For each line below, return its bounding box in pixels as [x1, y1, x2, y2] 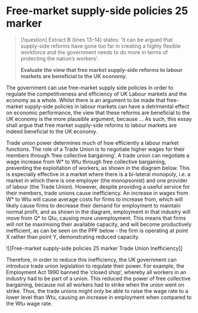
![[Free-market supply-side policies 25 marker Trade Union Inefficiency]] [6, 245, 183, 252]
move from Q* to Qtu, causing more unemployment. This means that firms [6, 214, 186, 222]
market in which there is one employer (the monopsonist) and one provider [6, 177, 188, 184]
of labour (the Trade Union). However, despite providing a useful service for [6, 183, 190, 190]
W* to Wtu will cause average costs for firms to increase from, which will [6, 196, 183, 203]
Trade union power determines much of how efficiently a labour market [6, 139, 179, 146]
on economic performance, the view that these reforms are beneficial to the [6, 109, 190, 116]
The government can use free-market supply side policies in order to [6, 84, 174, 91]
